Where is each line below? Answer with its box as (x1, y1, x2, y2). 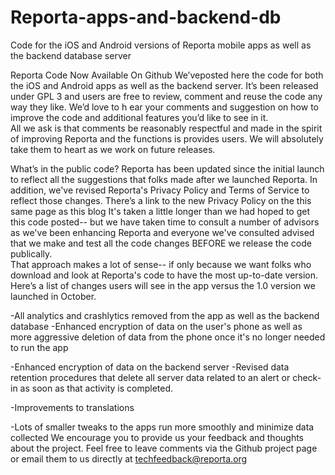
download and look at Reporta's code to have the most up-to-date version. (10, 269, 319, 281)
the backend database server (10, 49, 132, 61)
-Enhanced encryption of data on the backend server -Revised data (10, 361, 290, 373)
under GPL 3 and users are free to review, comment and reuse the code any (10, 90, 323, 102)
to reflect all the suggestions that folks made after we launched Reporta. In (10, 173, 318, 185)
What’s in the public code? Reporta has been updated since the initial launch (10, 162, 325, 175)
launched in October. (10, 290, 97, 302)
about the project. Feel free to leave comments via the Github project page (10, 442, 318, 454)
